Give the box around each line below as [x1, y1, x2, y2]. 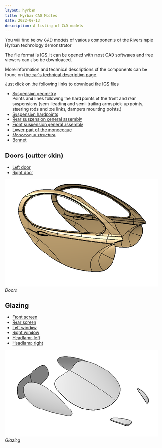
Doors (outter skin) [5, 151, 64, 159]
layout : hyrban [5, 8, 36, 13]
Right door [12, 170, 33, 175]
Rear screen [12, 319, 36, 325]
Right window [12, 330, 40, 336]
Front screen [12, 314, 38, 320]
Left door [12, 164, 31, 170]
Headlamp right [12, 340, 44, 346]
